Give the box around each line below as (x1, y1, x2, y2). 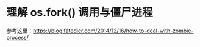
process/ (6, 34, 29, 41)
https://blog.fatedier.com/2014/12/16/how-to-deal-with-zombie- (33, 27, 194, 34)
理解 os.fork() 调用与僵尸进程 (6, 5, 154, 20)
